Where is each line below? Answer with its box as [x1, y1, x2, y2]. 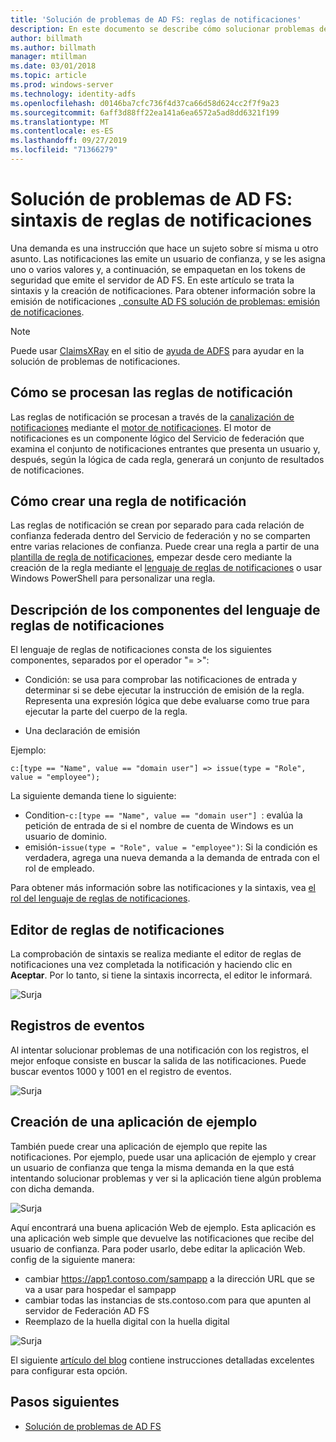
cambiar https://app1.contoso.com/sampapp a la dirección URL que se [24, 1272, 316, 1285]
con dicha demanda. [10, 1182, 95, 1195]
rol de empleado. [24, 862, 95, 875]
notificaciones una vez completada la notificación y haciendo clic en [10, 959, 293, 971]
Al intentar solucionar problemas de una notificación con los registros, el [10, 1044, 309, 1056]
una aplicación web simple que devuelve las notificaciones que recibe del [10, 1232, 315, 1244]
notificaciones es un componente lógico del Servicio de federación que [10, 432, 305, 444]
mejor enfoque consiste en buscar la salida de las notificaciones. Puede [10, 1054, 307, 1066]
